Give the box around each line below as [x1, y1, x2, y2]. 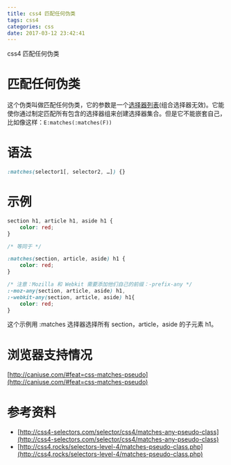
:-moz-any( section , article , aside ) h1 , [7, 287, 126, 294]
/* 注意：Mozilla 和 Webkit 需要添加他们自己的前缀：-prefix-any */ [7, 281, 193, 288]
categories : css [7, 23, 54, 30]
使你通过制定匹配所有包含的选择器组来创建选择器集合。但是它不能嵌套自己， [7, 109, 226, 118]
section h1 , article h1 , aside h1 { [7, 217, 113, 225]
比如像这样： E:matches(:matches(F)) [7, 118, 112, 127]
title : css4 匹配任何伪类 [7, 10, 76, 17]
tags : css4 [7, 17, 39, 24]
